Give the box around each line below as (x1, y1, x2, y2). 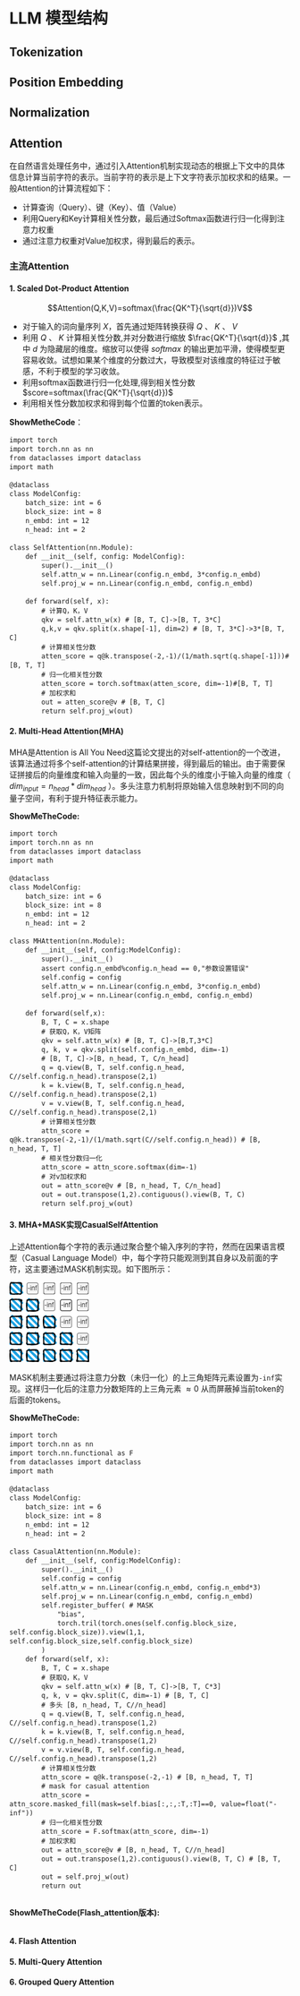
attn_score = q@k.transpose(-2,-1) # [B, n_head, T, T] (41, 1772, 254, 1782)
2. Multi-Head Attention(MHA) (9, 725, 124, 736)
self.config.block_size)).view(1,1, (9, 1627, 146, 1637)
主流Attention (9, 261, 70, 273)
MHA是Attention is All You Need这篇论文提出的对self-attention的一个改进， (9, 747, 286, 758)
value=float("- (221, 1799, 278, 1809)
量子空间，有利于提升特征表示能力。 (9, 793, 143, 804)
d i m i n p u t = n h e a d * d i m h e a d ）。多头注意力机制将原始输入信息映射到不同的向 (9, 780, 284, 793)
